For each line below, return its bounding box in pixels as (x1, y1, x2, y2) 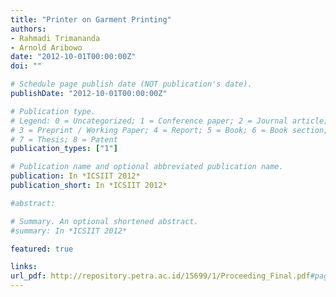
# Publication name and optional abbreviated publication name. (10, 162, 284, 172)
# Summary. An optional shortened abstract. (10, 216, 199, 226)
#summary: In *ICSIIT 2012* (10, 226, 128, 236)
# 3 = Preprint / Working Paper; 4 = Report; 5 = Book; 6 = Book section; (10, 125, 329, 135)
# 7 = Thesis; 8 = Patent (10, 134, 118, 145)
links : (10, 262, 38, 272)
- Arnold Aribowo (10, 42, 83, 53)
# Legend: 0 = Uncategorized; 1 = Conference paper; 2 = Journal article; (10, 116, 329, 126)
